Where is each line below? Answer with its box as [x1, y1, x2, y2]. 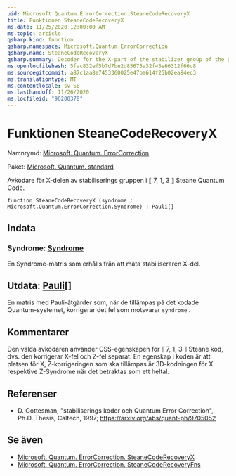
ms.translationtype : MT [7, 75, 77, 83]
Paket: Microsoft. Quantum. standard [7, 162, 114, 171]
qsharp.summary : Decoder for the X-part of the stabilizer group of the [7, 56, 225, 63]
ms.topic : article [7, 30, 61, 37]
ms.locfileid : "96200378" [7, 96, 83, 103]
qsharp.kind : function [7, 37, 74, 44]
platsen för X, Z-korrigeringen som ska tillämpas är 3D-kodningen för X [7, 360, 214, 368]
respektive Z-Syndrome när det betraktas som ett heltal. [7, 367, 170, 376]
